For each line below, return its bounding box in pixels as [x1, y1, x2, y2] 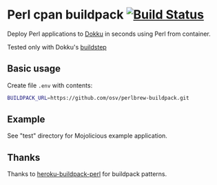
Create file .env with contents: [7, 81, 93, 89]
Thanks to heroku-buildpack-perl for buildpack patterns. [7, 170, 167, 178]
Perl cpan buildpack [7, 7, 124, 23]
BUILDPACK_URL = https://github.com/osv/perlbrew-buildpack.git [7, 94, 189, 101]
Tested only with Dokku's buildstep [7, 43, 107, 51]
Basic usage [7, 63, 61, 75]
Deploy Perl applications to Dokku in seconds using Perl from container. [7, 30, 211, 38]
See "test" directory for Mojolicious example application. [7, 131, 167, 140]
